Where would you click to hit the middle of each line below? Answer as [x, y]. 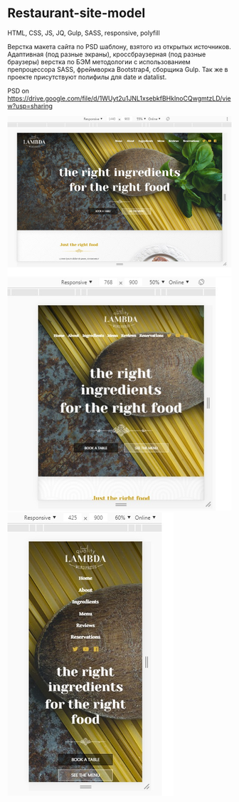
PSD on [18, 91]
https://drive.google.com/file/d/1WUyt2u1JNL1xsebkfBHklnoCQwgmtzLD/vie [119, 98]
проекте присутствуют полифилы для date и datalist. [87, 77]
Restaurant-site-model [76, 13]
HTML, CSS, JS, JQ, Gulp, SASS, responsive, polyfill [84, 33]
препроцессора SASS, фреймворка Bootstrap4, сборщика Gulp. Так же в [118, 69]
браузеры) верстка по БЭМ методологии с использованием [99, 61]
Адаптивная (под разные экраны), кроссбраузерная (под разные [107, 54]
